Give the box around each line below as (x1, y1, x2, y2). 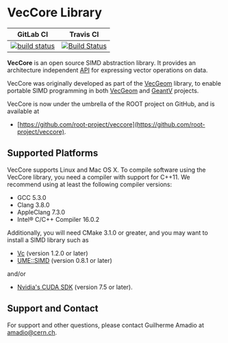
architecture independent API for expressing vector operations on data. (7, 66, 208, 74)
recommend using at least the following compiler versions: (7, 180, 173, 188)
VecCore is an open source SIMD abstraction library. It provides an (7, 58, 197, 66)
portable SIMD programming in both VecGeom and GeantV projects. (7, 86, 199, 94)
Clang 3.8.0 (16, 201, 50, 209)
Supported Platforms (7, 147, 99, 159)
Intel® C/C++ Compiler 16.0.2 (16, 215, 100, 223)
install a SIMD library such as (7, 236, 89, 244)
